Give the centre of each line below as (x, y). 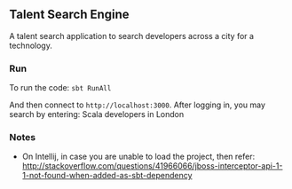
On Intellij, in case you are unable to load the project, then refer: (138, 157)
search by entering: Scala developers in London (97, 114)
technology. (31, 45)
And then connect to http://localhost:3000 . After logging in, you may (138, 105)
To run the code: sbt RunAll (60, 88)
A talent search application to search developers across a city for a (132, 35)
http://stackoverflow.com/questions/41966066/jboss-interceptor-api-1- (152, 166)
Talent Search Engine (70, 15)
